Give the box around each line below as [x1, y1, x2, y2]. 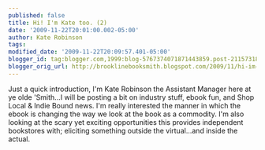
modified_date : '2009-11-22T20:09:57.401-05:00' [8, 48, 171, 56]
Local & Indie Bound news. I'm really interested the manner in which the [8, 101, 241, 110]
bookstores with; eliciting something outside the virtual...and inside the [8, 126, 238, 135]
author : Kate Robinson [8, 33, 83, 42]
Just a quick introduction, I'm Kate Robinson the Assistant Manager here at [8, 84, 252, 93]
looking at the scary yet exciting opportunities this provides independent [8, 117, 244, 126]
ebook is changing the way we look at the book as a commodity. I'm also [8, 109, 244, 119]
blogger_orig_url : [8, 63, 69, 71]
